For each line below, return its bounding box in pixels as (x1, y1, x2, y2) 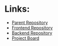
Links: (4, 3, 30, 15)
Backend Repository (11, 30, 53, 36)
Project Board (11, 35, 39, 41)
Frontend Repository (11, 24, 53, 30)
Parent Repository (11, 20, 48, 25)
